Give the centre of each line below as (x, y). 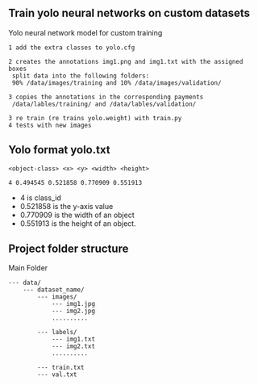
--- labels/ (58, 333)
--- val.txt (58, 375)
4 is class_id (41, 198)
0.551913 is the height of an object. (78, 223)
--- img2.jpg (73, 311)
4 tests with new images (50, 125)
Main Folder (28, 268)
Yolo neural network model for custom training (85, 32)
